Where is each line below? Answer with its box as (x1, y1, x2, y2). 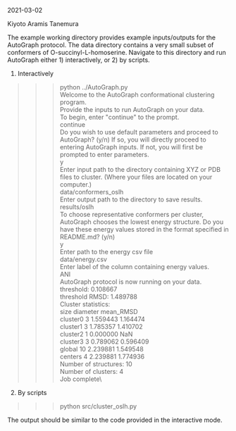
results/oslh (59, 203, 94, 211)
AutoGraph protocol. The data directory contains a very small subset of (7, 41, 214, 49)
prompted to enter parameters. (59, 151, 149, 158)
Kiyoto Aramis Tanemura (7, 20, 79, 27)
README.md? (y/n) (59, 232, 116, 241)
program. (59, 98, 87, 106)
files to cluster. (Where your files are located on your (59, 173, 213, 181)
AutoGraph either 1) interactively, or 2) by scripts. (7, 56, 150, 64)
